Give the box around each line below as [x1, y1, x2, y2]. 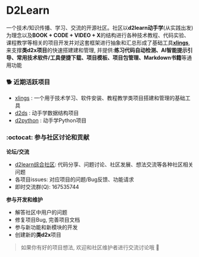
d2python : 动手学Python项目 [14, 117, 87, 124]
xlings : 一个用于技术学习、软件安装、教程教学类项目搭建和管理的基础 [14, 94, 186, 102]
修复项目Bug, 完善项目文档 [14, 216, 80, 223]
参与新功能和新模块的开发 [14, 224, 78, 231]
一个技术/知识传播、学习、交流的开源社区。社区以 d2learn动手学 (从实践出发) [6, 24, 194, 31]
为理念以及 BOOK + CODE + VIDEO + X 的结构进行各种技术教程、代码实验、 [6, 31, 189, 39]
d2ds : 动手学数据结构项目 [14, 109, 79, 117]
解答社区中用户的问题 [14, 209, 67, 216]
